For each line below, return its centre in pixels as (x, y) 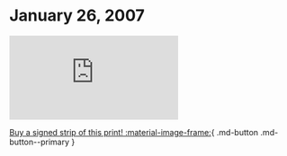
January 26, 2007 (77, 16)
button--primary (40, 142)
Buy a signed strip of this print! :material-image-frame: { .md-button (134, 132)
